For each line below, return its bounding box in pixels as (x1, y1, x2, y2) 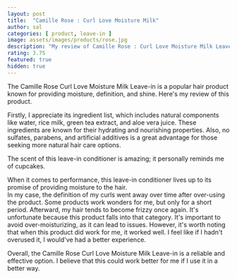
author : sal (7, 23, 42, 30)
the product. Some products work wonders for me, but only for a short (7, 198, 212, 206)
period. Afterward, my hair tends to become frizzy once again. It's (7, 205, 199, 213)
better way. (7, 263, 40, 272)
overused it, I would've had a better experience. (7, 235, 147, 244)
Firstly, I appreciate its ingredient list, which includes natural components (7, 111, 219, 119)
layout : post (7, 10, 46, 18)
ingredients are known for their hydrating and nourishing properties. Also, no (7, 125, 230, 134)
